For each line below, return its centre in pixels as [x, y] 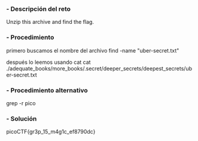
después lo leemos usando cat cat [48, 62]
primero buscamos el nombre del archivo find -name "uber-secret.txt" [93, 50]
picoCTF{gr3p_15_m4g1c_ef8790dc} [51, 132]
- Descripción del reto [38, 9]
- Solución [22, 118]
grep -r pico [21, 103]
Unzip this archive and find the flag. [50, 22]
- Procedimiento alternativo [47, 90]
